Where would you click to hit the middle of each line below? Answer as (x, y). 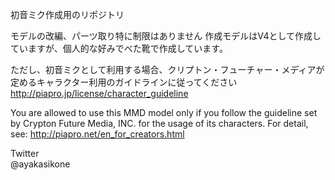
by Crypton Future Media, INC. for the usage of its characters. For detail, (159, 123)
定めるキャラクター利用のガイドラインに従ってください (124, 82)
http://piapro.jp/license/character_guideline (99, 93)
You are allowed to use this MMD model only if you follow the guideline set (164, 112)
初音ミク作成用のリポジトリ (67, 14)
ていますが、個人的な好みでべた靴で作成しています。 (119, 48)
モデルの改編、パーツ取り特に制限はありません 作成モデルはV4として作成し (166, 36)
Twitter (25, 153)
